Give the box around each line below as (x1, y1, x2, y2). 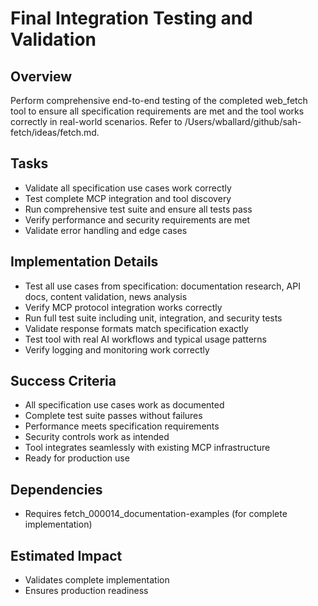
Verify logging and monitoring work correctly (24, 343, 210, 356)
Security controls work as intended (24, 431, 170, 443)
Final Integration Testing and (10, 7, 253, 30)
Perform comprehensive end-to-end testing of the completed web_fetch (10, 95, 308, 106)
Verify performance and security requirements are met (24, 213, 251, 226)
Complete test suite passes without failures (24, 410, 203, 422)
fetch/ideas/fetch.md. (10, 127, 100, 138)
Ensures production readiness (24, 585, 149, 597)
